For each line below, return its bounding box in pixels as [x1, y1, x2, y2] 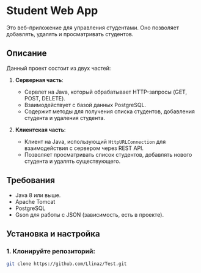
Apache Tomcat [15, 198, 56, 205]
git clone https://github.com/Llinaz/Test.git [6, 261, 127, 267]
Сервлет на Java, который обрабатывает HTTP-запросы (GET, [24, 88, 188, 95]
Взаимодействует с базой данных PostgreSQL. [24, 101, 147, 108]
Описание [6, 48, 47, 59]
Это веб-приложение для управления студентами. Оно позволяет [6, 24, 179, 31]
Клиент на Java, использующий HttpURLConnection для [24, 138, 166, 145]
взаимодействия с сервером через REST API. [24, 144, 144, 152]
